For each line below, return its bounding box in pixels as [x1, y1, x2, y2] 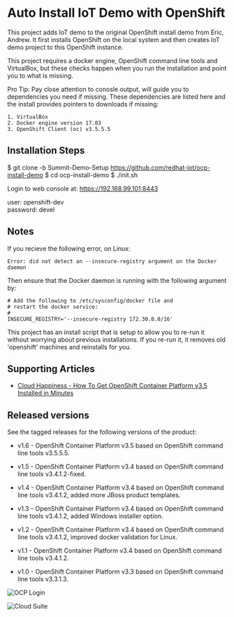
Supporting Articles [7, 363, 96, 375]
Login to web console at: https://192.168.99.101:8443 [7, 184, 159, 193]
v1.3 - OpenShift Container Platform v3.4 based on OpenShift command [17, 504, 224, 513]
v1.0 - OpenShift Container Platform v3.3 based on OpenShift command [17, 567, 224, 576]
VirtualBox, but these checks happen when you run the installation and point [7, 64, 227, 72]
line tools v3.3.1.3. [17, 575, 68, 583]
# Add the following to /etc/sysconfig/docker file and [7, 297, 173, 304]
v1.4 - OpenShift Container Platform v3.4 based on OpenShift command [17, 483, 224, 492]
